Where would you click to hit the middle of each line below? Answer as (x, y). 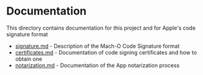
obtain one (29, 59)
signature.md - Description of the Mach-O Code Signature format (97, 46)
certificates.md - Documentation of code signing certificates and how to (106, 52)
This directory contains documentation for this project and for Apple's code (101, 28)
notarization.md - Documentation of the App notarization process (97, 65)
